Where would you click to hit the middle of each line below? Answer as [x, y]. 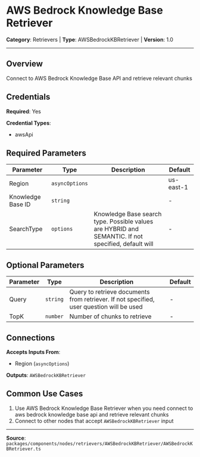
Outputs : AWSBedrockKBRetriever [46, 375]
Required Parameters [46, 153]
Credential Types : [29, 123]
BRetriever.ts [24, 449]
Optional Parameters [45, 265]
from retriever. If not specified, [112, 300]
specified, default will [124, 244]
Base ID [20, 204]
